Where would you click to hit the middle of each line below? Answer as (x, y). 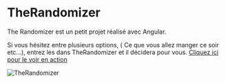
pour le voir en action (37, 59)
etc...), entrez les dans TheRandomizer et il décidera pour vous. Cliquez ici (113, 52)
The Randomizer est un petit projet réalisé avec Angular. (87, 32)
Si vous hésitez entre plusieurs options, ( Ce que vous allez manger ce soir (113, 45)
